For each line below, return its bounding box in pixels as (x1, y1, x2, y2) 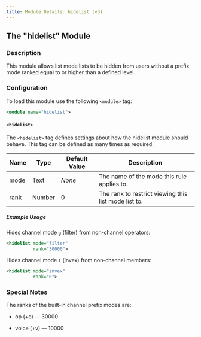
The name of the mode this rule (98, 172, 187, 180)
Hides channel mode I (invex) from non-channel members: (6, 257, 151, 264)
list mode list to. (98, 197, 144, 205)
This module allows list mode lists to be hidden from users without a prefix (6, 62, 190, 69)
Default (66, 154, 88, 163)
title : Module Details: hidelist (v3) (6, 8, 103, 15)
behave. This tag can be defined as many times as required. (6, 140, 154, 147)
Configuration (6, 84, 48, 92)
